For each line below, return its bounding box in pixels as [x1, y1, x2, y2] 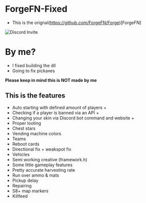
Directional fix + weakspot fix [12, 146, 72, 152]
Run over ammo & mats [12, 172, 60, 178]
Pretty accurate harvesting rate [12, 167, 75, 173]
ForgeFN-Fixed [5, 3, 68, 15]
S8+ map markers [12, 188, 49, 194]
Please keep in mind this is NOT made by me [5, 77, 97, 83]
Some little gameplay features [12, 162, 73, 168]
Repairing [12, 182, 32, 188]
